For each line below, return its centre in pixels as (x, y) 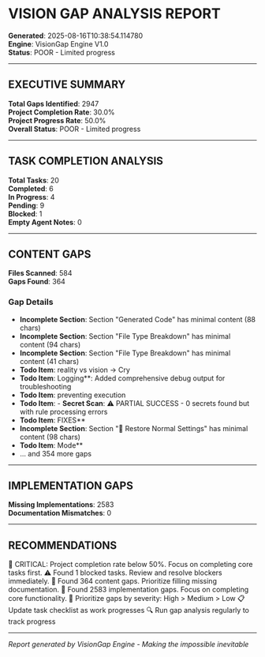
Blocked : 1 (25, 213)
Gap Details (31, 302)
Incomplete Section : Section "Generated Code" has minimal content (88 (138, 319)
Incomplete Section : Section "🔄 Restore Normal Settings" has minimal (134, 428)
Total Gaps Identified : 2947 (54, 103)
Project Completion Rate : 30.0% (62, 112)
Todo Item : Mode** (51, 445)
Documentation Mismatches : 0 (60, 513)
